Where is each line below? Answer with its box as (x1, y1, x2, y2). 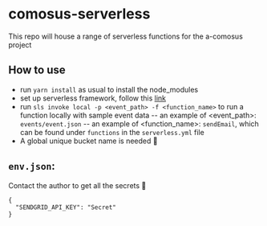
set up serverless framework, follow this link (19, 93, 167, 103)
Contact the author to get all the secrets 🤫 (8, 180, 147, 190)
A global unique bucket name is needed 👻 (19, 136, 158, 146)
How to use (8, 64, 66, 77)
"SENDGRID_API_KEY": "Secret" (15, 203, 116, 212)
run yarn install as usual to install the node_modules (19, 84, 199, 94)
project (8, 39, 32, 49)
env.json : (8, 159, 55, 173)
